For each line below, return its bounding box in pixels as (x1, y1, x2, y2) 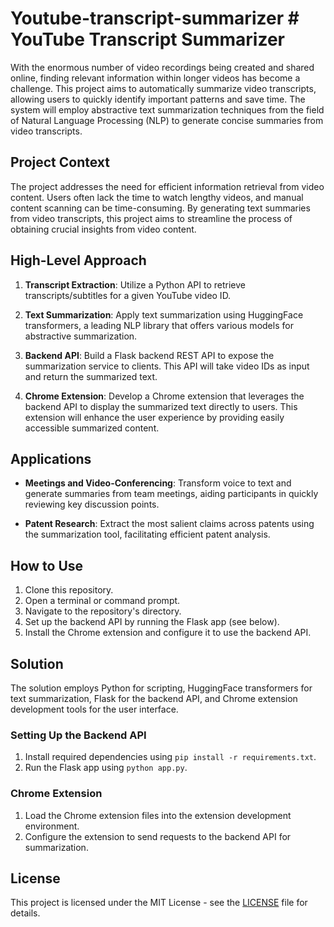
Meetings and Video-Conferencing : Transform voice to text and (24, 477, 292, 489)
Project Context (10, 154, 110, 171)
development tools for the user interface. (10, 703, 179, 715)
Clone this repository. (24, 584, 114, 596)
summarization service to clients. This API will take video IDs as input (24, 360, 310, 372)
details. (10, 907, 41, 919)
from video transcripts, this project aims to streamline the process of (10, 212, 293, 224)
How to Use (10, 557, 84, 574)
